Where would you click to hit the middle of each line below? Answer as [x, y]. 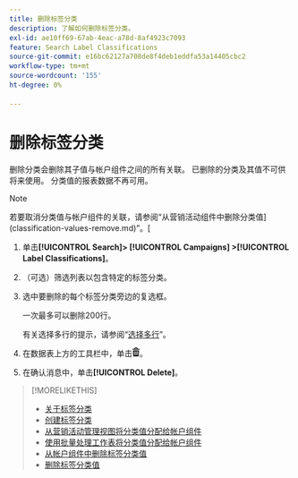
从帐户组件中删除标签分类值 [96, 453]
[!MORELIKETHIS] [64, 390]
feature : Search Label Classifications [84, 47]
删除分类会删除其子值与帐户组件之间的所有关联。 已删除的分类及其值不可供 [148, 169]
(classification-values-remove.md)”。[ [80, 227]
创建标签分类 [68, 420]
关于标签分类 [68, 408]
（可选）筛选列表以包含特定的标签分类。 [97, 277]
